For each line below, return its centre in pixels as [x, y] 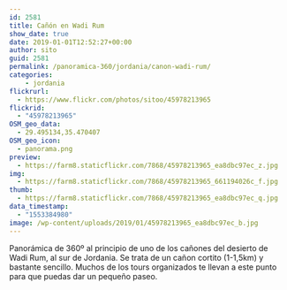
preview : [25, 157]
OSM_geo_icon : [35, 141]
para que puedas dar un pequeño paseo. [83, 276]
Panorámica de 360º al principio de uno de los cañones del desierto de [139, 248]
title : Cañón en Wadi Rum [57, 26]
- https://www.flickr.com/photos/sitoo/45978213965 [114, 99]
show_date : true [39, 34]
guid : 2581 [29, 58]
